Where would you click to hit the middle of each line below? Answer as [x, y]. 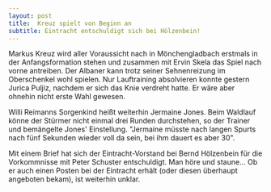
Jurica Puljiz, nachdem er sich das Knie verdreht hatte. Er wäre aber [122, 88]
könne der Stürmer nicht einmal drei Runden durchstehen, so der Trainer [129, 121]
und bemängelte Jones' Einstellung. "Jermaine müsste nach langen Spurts [132, 129]
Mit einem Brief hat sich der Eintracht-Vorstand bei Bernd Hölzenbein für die [135, 153]
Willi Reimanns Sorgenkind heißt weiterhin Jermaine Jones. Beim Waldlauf [132, 112]
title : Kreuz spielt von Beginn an [70, 23]
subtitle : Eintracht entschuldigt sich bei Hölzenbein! [104, 31]
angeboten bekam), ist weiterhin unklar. [74, 179]
